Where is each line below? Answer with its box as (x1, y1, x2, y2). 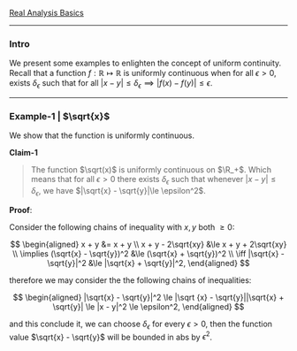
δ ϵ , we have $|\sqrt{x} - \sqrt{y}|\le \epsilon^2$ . (30, 186, 206, 198)
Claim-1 (9, 148, 38, 158)
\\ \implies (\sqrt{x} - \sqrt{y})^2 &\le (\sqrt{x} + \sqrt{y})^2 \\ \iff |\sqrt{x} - (11, 248, 286, 259)
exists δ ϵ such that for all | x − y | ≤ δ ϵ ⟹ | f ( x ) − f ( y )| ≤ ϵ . (9, 78, 213, 91)
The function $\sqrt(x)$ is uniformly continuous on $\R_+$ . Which (30, 164, 272, 175)
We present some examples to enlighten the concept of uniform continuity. (9, 57, 282, 69)
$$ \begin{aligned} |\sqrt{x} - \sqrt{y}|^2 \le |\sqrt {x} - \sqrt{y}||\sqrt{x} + (12, 292, 285, 302)
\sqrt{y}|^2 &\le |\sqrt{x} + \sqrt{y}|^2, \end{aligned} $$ (47, 257, 250, 268)
